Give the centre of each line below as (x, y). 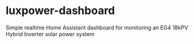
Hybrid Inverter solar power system (50, 34)
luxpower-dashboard (60, 11)
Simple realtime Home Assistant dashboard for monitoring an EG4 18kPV (97, 28)
